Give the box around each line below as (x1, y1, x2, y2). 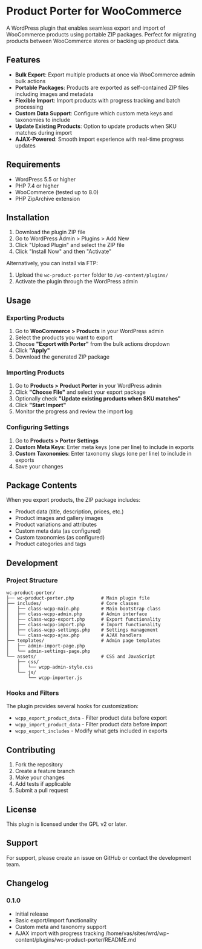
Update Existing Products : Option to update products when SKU (15, 123, 177, 130)
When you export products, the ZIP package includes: (6, 496, 141, 504)
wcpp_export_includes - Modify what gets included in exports (15, 727, 168, 735)
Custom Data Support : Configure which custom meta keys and (15, 109, 173, 117)
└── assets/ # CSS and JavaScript (6, 653, 155, 660)
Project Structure (6, 576, 58, 584)
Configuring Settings (6, 423, 70, 431)
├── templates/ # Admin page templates (6, 638, 161, 644)
